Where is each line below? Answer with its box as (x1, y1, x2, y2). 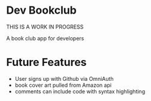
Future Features (6, 56, 87, 69)
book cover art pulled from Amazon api (14, 81, 112, 89)
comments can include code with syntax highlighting (14, 87, 146, 95)
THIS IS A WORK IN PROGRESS (6, 23, 84, 30)
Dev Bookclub (6, 4, 77, 17)
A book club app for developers (6, 34, 84, 42)
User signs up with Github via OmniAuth (14, 75, 114, 82)
